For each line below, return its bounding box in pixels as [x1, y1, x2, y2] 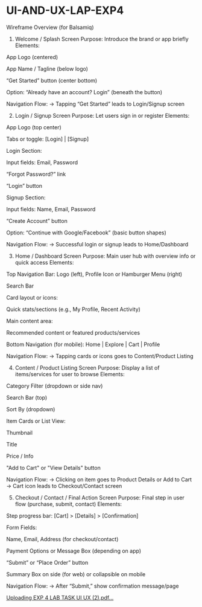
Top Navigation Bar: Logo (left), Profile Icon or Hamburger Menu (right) [6, 270, 183, 278]
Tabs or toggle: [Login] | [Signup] [6, 135, 89, 143]
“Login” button [6, 182, 43, 189]
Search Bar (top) [6, 394, 48, 401]
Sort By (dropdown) [6, 405, 55, 413]
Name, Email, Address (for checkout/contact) [6, 535, 119, 542]
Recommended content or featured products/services [6, 329, 140, 336]
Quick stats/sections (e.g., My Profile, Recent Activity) [6, 306, 140, 313]
